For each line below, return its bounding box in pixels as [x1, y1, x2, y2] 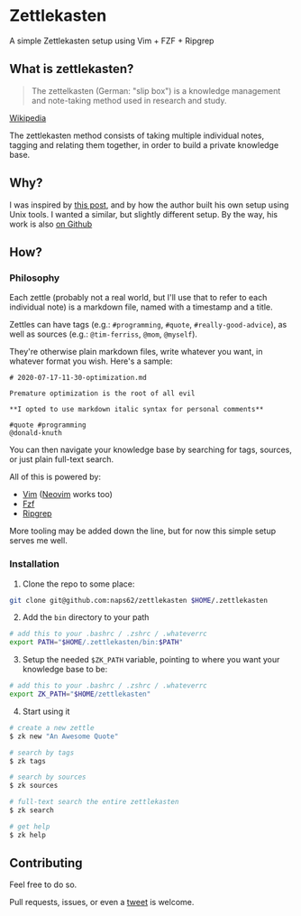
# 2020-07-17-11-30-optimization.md [9, 374, 147, 383]
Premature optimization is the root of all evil [9, 389, 196, 398]
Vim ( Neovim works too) [22, 489, 113, 500]
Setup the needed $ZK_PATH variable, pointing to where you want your [22, 654, 280, 665]
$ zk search [9, 806, 54, 815]
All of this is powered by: [9, 471, 102, 483]
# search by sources [9, 773, 87, 782]
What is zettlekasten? [9, 61, 134, 77]
